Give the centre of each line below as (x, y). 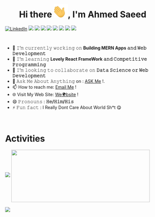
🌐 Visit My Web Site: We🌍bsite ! (45, 95)
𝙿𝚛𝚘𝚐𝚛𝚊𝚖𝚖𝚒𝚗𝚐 (29, 65)
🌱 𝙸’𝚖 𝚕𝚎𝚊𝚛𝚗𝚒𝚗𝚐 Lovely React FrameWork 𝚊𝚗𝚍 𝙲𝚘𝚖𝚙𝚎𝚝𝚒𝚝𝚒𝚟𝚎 (80, 59)
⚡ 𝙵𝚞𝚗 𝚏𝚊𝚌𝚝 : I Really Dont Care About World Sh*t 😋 (67, 108)
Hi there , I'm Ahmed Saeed (83, 15)
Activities (25, 139)
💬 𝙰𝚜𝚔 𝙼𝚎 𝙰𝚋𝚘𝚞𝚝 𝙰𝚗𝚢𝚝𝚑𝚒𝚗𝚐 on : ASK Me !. (58, 81)
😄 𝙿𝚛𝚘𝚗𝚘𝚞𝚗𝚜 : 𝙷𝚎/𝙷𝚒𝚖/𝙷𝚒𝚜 (43, 102)
